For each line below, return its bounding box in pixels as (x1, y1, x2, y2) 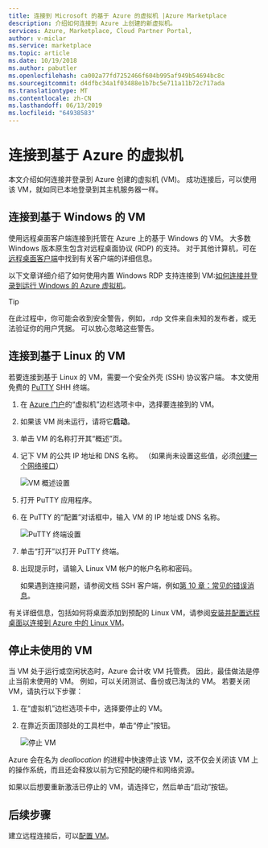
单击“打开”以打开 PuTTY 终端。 (19, 546, 124, 556)
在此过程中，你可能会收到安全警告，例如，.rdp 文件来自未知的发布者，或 (8, 313, 249, 323)
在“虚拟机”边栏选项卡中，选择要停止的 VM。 (19, 704, 167, 714)
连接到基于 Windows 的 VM (8, 210, 146, 224)
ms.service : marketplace (8, 42, 92, 50)
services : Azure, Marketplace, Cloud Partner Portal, (8, 27, 193, 35)
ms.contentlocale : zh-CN (8, 94, 92, 102)
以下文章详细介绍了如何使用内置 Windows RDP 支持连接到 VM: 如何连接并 (8, 271, 251, 280)
